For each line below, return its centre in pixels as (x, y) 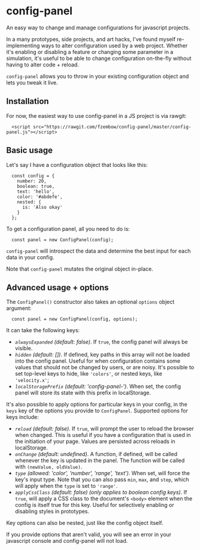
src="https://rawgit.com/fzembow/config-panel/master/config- (112, 127)
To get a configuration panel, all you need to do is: (68, 229)
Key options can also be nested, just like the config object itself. (85, 523)
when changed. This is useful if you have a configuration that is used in (103, 435)
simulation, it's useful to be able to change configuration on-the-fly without (99, 58)
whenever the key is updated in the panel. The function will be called (100, 461)
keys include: (22, 417)
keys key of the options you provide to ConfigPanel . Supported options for (97, 411)
